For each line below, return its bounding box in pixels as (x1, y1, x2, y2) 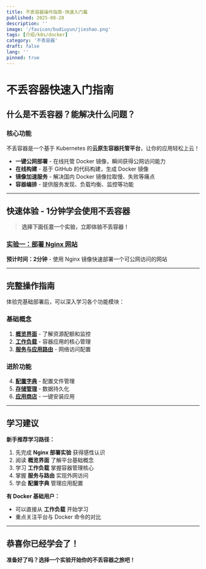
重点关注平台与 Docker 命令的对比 (15, 513, 101, 521)
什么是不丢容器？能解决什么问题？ (6, 109, 135, 120)
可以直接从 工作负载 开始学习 (15, 505, 89, 513)
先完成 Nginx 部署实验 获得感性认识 (15, 449, 105, 456)
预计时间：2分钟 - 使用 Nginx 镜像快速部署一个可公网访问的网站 (6, 255, 167, 263)
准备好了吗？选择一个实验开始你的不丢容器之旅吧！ (6, 556, 135, 563)
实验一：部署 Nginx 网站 (6, 240, 78, 249)
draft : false (6, 44, 40, 50)
